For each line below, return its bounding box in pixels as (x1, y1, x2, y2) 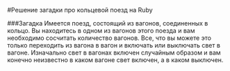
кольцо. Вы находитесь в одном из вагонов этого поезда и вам (7, 27, 195, 34)
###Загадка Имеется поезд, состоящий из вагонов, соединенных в (7, 19, 208, 27)
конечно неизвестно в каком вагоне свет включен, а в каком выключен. (7, 56, 224, 64)
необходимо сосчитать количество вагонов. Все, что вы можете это (7, 34, 212, 42)
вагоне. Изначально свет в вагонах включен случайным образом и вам (7, 48, 221, 57)
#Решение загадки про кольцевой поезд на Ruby (7, 6, 153, 14)
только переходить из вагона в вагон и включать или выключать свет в (7, 41, 221, 49)
